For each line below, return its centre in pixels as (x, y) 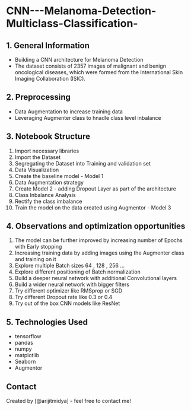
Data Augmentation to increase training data (69, 112)
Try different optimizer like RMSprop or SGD (69, 291)
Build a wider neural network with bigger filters (72, 285)
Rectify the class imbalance (48, 201)
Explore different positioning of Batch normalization (77, 272)
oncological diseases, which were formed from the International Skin (98, 72)
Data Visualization (37, 170)
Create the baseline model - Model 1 (59, 176)
